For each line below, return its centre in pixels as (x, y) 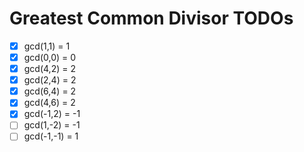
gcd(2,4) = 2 (50, 80)
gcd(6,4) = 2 (50, 91)
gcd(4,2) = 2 (49, 69)
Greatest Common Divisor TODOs (151, 18)
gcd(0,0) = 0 (50, 57)
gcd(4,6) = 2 (49, 103)
